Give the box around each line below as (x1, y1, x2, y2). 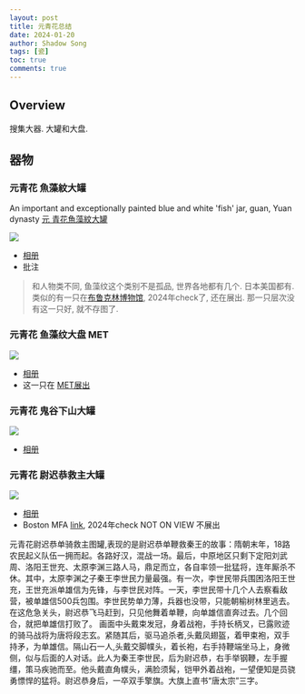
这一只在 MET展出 (22, 379, 91, 390)
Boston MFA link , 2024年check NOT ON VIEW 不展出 (22, 519, 221, 530)
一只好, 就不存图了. (47, 304, 119, 315)
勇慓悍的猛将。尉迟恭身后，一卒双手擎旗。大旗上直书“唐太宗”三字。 (9, 675, 263, 687)
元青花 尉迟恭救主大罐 (9, 468, 105, 481)
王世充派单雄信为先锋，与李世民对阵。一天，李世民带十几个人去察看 (25, 584, 280, 596)
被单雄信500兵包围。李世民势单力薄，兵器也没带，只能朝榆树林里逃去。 (25, 596, 295, 607)
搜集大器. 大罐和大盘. (9, 123, 89, 134)
